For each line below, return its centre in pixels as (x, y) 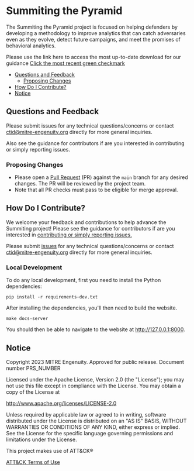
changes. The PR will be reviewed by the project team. (80, 184)
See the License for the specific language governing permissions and (90, 433)
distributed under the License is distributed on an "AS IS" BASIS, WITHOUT (96, 421)
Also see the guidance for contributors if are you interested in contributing (96, 143)
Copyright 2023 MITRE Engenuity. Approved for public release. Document (95, 362)
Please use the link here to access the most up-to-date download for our (93, 57)
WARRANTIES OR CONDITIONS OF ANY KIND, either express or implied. (93, 427)
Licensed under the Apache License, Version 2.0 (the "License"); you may (95, 379)
